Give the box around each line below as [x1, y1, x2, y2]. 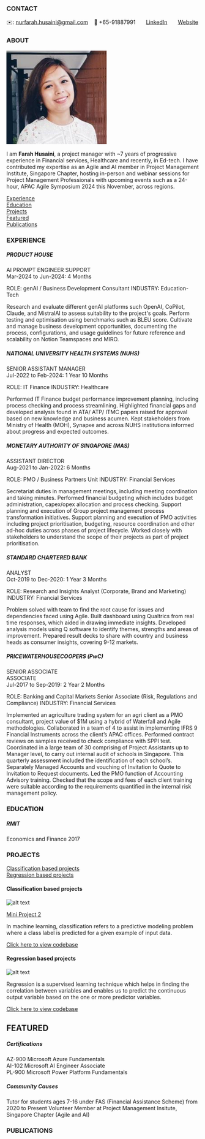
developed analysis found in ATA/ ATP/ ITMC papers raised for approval [6, 409, 188, 416]
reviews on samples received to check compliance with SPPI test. [6, 737, 172, 745]
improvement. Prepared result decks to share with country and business [6, 632, 188, 640]
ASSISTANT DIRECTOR [6, 458, 65, 465]
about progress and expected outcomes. [6, 428, 109, 436]
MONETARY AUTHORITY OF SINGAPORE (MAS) [6, 442, 130, 450]
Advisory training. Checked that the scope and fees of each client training [6, 776, 193, 784]
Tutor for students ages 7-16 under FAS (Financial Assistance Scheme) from [6, 1098, 198, 1105]
